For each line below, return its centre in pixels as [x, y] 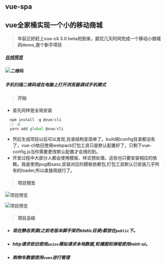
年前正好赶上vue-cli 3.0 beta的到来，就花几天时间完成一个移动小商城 [89, 39]
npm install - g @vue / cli [35, 120]
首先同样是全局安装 [32, 110]
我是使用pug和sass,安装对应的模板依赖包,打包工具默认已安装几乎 [88, 164]
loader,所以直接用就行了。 [48, 170]
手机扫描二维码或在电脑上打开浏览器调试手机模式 [55, 84]
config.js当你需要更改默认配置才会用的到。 [56, 152]
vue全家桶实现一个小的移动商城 [54, 25]
